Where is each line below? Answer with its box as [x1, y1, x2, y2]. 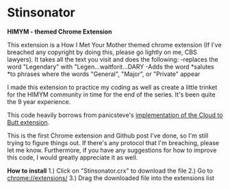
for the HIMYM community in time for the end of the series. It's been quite [7, 90, 216, 99]
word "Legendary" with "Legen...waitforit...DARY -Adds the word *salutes [7, 62, 214, 71]
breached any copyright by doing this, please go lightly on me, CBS [7, 48, 197, 56]
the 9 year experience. [7, 97, 71, 105]
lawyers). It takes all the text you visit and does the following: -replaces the [7, 55, 218, 63]
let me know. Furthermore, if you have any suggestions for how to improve [7, 146, 217, 154]
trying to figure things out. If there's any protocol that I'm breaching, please [7, 138, 220, 147]
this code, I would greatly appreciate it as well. [7, 153, 138, 162]
